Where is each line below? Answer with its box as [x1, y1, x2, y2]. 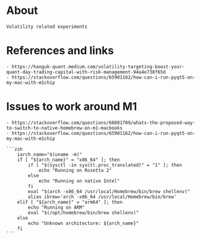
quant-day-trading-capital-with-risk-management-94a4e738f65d [6, 69, 166, 75]
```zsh [6, 146, 23, 152]
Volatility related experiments [6, 24, 88, 30]
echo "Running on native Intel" [38, 178, 120, 184]
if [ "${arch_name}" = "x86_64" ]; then [17, 157, 120, 163]
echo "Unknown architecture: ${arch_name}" [28, 220, 139, 226]
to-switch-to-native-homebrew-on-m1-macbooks [6, 125, 123, 131]
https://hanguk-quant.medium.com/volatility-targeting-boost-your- [11, 64, 185, 70]
